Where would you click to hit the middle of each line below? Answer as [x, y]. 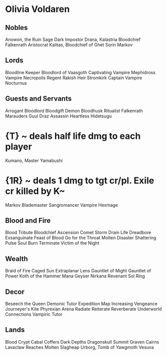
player [19, 147]
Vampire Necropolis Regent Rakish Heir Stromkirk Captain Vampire [74, 78]
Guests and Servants [38, 99]
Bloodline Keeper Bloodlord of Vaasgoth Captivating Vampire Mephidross [80, 72]
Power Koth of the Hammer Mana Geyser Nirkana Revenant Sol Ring [75, 276]
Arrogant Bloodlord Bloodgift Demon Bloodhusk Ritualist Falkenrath [74, 111]
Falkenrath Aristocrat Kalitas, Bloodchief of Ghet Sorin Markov [69, 45]
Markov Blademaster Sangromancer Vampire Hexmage [62, 205]
